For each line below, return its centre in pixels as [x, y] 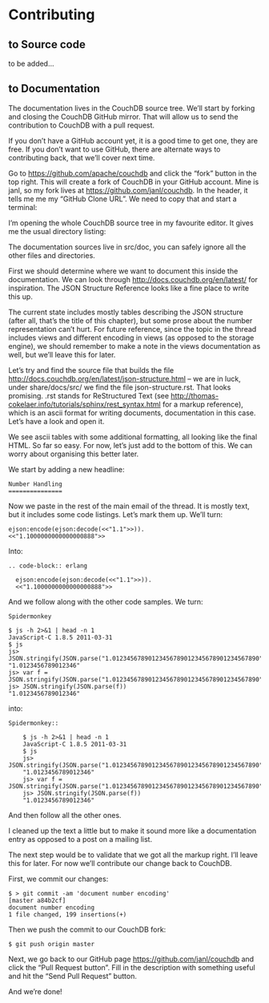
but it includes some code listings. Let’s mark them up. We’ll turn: [116, 514]
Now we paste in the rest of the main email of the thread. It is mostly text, [129, 506]
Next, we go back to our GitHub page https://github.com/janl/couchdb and [131, 959]
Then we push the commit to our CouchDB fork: [87, 929]
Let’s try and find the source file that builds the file [91, 370]
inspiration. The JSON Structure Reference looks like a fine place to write [129, 288]
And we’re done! [35, 991]
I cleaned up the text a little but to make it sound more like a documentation [132, 831]
